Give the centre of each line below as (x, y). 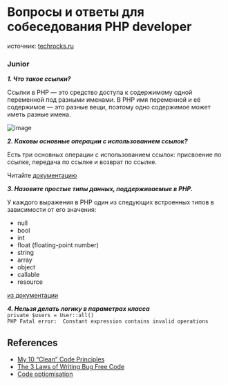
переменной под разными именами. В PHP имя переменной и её (104, 100)
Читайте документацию (42, 176)
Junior (18, 64)
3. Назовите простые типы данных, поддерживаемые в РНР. (100, 189)
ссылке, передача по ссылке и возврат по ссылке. (82, 162)
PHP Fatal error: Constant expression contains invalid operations (108, 322)
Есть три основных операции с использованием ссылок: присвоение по (114, 155)
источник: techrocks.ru (40, 46)
